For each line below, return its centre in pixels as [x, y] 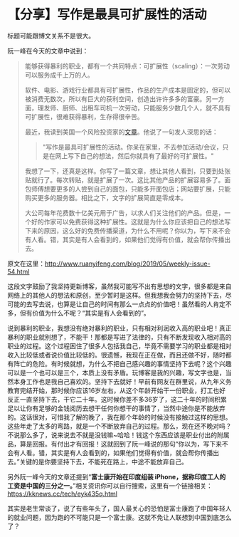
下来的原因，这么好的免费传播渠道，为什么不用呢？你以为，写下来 [121, 230]
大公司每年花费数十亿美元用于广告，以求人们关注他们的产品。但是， [124, 213]
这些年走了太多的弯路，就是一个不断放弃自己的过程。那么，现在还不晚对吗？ [119, 426]
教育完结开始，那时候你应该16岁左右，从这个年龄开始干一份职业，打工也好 [117, 390]
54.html [18, 271]
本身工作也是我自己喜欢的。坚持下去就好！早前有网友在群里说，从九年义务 [122, 381]
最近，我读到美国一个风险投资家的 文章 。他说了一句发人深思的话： [121, 132]
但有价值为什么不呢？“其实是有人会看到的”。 [85, 313]
